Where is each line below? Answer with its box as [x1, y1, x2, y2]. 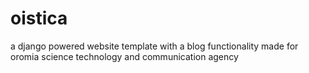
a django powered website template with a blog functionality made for [10, 40, 299, 52]
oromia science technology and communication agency [10, 50, 239, 62]
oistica [10, 7, 68, 30]
